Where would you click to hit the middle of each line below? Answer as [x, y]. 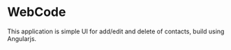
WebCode [37, 12]
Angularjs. [22, 38]
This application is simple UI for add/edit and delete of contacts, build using [116, 31]
